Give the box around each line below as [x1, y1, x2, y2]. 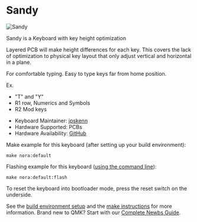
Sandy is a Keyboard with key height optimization [6, 34, 127, 41]
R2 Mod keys [14, 105, 47, 112]
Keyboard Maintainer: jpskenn [14, 117, 88, 124]
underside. [6, 191, 33, 198]
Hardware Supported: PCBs [14, 123, 83, 130]
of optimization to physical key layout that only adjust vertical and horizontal [6, 52, 192, 59]
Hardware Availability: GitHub [14, 130, 87, 137]
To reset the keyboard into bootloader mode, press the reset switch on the [6, 185, 188, 192]
